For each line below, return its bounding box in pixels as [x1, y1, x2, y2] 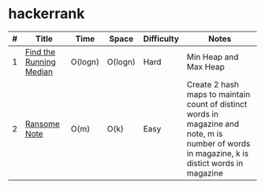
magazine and [186, 118, 239, 129]
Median [24, 66, 54, 77]
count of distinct [186, 98, 248, 109]
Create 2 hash [186, 79, 239, 90]
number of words [186, 138, 251, 149]
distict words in [186, 157, 244, 169]
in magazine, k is [186, 147, 249, 158]
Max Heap [186, 61, 225, 72]
